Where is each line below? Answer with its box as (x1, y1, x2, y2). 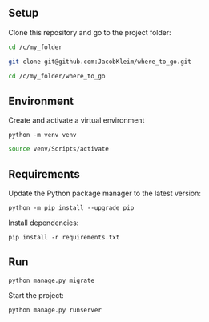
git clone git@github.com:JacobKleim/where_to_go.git (8, 58, 192, 66)
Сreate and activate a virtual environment (8, 115, 145, 125)
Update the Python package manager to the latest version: (8, 188, 202, 198)
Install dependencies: (8, 218, 79, 227)
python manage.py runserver (8, 306, 102, 314)
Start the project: (8, 290, 64, 300)
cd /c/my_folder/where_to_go (8, 72, 106, 80)
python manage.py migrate (8, 276, 94, 284)
